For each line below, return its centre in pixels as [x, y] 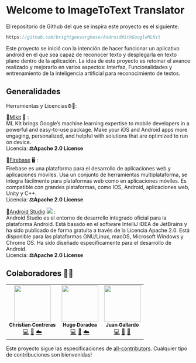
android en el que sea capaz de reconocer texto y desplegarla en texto [92, 54]
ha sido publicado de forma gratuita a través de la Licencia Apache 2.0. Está [98, 230]
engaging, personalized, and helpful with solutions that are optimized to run [97, 136]
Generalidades [33, 92]
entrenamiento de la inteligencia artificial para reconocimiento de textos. [93, 73]
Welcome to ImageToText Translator [95, 10]
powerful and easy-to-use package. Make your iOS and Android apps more [97, 129]
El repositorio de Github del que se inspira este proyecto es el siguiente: [93, 26]
